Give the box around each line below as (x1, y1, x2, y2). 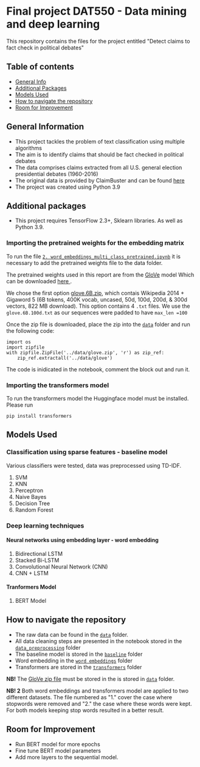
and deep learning (6, 17, 100, 31)
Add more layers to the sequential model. (15, 753, 119, 761)
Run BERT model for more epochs (15, 740, 100, 747)
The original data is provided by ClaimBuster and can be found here (15, 176, 185, 184)
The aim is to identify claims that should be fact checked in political (15, 151, 184, 158)
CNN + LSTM (15, 569, 49, 576)
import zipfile (6, 344, 45, 351)
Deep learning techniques (6, 521, 84, 529)
